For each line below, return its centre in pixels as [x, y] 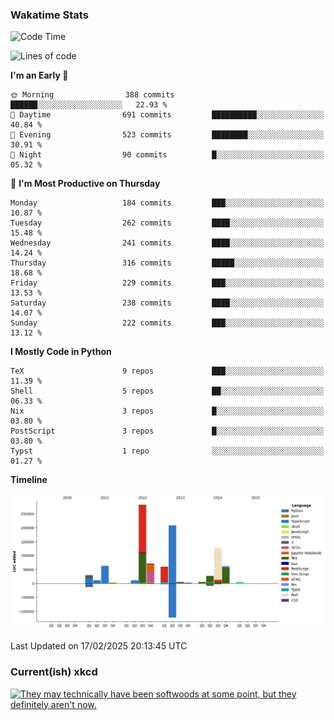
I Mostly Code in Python [61, 352]
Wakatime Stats [49, 15]
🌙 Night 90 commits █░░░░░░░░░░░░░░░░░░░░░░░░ [167, 155]
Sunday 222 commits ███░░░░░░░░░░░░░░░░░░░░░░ [167, 323]
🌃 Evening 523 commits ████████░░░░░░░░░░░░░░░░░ [167, 135]
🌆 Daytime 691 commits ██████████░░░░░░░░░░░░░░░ [167, 115]
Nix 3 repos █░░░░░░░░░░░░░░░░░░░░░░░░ [167, 411]
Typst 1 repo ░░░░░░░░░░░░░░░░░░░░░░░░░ [167, 451]
